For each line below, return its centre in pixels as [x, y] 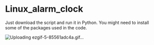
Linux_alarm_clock [44, 9]
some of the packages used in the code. [46, 27]
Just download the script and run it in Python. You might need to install [77, 22]
